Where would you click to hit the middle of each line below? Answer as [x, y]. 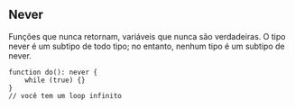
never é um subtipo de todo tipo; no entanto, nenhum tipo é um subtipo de [147, 46]
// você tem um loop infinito [65, 95]
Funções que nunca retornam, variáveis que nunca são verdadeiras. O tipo [147, 36]
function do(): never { [53, 72]
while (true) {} [55, 80]
